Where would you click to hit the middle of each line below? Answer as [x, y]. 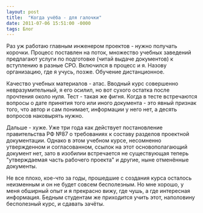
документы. [22, 166]
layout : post [23, 12]
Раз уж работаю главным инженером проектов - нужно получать [92, 46]
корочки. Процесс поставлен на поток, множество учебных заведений [99, 53]
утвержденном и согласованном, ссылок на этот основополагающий [97, 147]
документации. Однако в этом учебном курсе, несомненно [84, 141]
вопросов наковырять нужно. [45, 116]
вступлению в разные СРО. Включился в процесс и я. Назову [87, 66]
